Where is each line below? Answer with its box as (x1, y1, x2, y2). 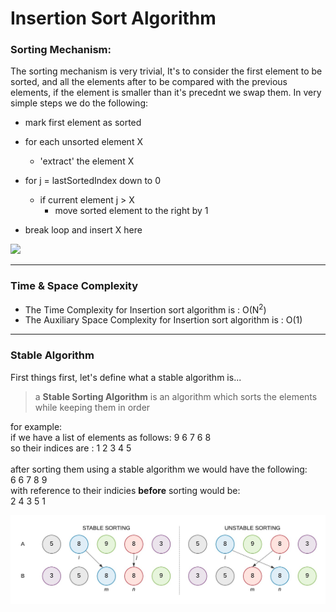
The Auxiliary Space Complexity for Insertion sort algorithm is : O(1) (24, 314, 303, 326)
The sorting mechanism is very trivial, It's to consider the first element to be (10, 65, 323, 77)
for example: (10, 420, 63, 432)
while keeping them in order (34, 401, 151, 413)
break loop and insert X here (24, 224, 143, 236)
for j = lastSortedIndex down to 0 (24, 175, 161, 187)
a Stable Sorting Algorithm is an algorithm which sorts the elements (34, 390, 318, 402)
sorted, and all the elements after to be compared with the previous (10, 76, 288, 88)
